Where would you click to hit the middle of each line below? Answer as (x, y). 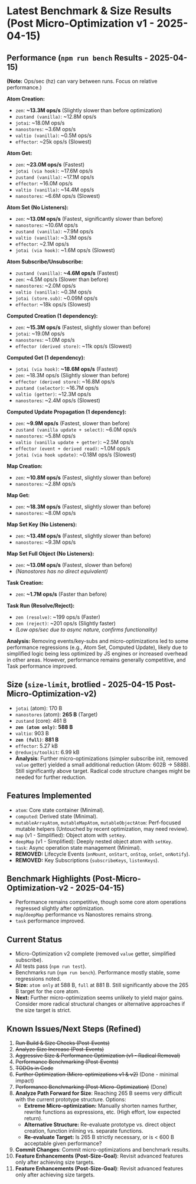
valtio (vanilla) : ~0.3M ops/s (53, 292)
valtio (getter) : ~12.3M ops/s (53, 394)
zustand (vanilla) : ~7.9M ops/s (54, 231)
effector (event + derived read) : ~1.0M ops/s (73, 448)
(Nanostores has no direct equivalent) (61, 571)
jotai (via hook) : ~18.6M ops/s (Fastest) (66, 369)
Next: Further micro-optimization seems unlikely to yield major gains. (99, 998)
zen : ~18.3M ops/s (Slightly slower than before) (72, 375)
